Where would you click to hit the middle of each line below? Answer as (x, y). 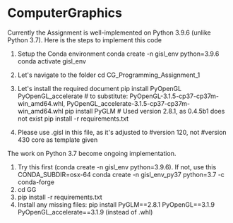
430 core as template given (58, 140)
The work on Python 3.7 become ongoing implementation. (92, 153)
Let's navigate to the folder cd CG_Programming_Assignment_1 (109, 75)
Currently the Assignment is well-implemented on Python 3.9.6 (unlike (109, 32)
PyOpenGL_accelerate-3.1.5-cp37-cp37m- (129, 103)
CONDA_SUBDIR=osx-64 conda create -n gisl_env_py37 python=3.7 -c (121, 174)
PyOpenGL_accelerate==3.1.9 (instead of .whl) (85, 212)
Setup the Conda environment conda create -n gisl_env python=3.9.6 (118, 54)
